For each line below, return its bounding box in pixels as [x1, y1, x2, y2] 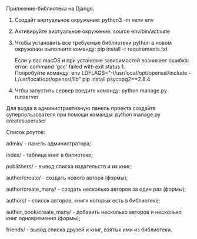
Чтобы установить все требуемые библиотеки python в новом [14, 39, 172, 46]
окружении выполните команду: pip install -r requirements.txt [14, 45, 168, 52]
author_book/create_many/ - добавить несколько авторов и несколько [6, 208, 182, 215]
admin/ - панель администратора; [6, 140, 91, 147]
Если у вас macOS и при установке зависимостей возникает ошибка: [14, 57, 189, 64]
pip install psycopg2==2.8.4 [82, 76, 151, 82]
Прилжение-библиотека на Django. [6, 5, 95, 12]
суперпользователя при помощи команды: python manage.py [6, 111, 161, 118]
